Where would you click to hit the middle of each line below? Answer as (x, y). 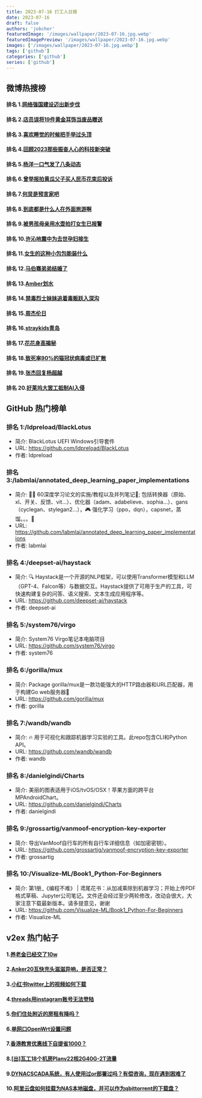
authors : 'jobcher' (31, 29)
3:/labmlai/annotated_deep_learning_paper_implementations (98, 481)
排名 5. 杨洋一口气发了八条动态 (44, 164)
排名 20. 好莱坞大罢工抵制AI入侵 (46, 388)
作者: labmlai (31, 545)
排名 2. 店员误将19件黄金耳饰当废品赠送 (54, 120)
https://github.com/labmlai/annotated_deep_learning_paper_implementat (105, 532)
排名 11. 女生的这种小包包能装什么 (47, 254)
